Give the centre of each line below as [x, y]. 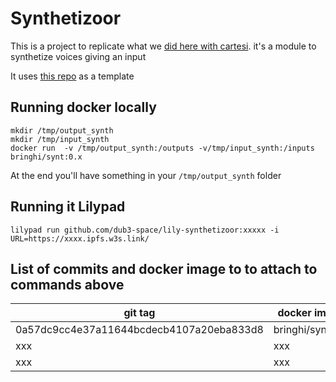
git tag [139, 313]
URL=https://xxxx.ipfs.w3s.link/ [80, 238]
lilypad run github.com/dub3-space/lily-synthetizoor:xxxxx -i [145, 230]
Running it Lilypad [68, 207]
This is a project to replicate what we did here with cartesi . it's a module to [163, 46]
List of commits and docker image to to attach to [164, 268]
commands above [67, 284]
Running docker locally [83, 107]
